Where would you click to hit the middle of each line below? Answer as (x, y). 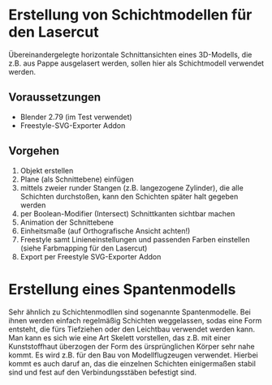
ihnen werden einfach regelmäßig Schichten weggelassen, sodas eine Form (135, 320)
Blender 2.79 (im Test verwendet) (76, 117)
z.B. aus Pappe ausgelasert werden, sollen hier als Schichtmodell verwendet (136, 63)
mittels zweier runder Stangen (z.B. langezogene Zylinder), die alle (132, 187)
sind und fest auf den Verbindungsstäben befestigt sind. (103, 372)
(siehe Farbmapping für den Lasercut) (84, 248)
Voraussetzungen (55, 98)
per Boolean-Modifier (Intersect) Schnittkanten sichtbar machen (127, 213)
